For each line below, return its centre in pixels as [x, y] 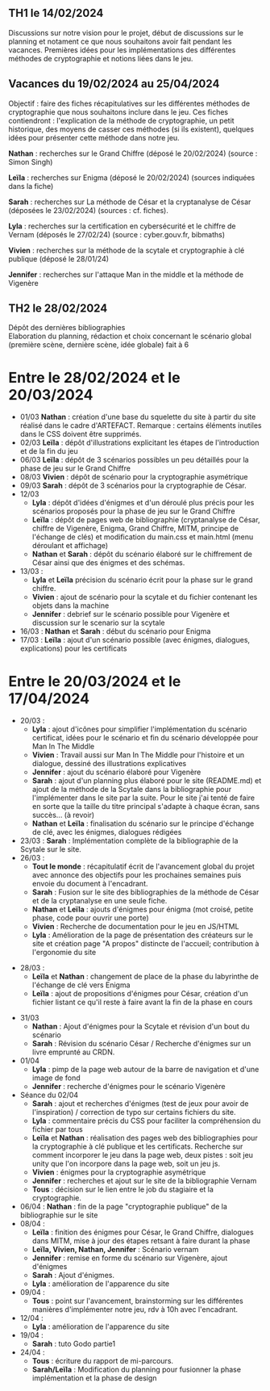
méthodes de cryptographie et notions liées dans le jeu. [101, 58]
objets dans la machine [71, 605]
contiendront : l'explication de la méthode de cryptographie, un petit [122, 120]
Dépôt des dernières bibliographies [67, 328]
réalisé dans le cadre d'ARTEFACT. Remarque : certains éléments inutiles [141, 425]
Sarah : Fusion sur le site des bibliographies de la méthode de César [145, 892]
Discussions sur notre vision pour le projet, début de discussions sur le [126, 32]
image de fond [56, 1078]
